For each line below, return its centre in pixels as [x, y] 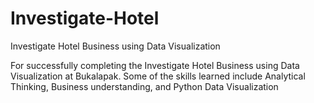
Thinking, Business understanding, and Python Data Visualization [144, 86]
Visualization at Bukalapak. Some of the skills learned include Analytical [158, 76]
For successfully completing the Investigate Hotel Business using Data [155, 65]
